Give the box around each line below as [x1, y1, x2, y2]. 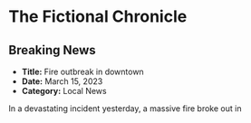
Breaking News [8, 43, 96, 58]
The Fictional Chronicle [8, 6, 188, 27]
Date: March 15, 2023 [21, 76, 103, 87]
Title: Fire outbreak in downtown [21, 66, 144, 77]
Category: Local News [21, 86, 107, 96]
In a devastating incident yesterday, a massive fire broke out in [8, 103, 242, 114]
